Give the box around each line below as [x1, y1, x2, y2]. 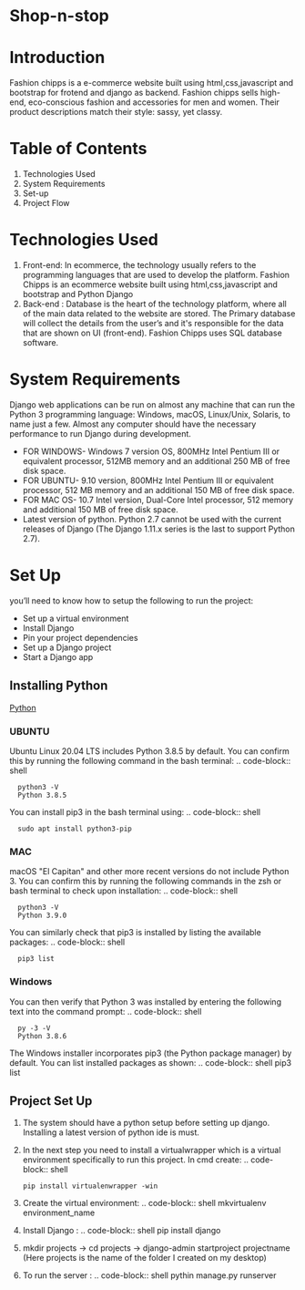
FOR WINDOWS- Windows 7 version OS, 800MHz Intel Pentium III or [22, 446, 280, 457]
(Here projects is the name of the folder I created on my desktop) [22, 1253, 267, 1264]
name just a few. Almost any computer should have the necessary [9, 418, 257, 429]
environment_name [22, 1207, 96, 1218]
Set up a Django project [22, 642, 112, 653]
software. [22, 337, 59, 347]
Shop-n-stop [9, 5, 109, 26]
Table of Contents [9, 139, 147, 160]
